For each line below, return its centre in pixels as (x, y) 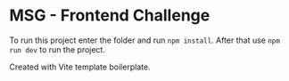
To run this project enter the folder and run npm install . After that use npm (145, 40)
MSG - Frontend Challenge (110, 16)
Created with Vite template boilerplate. (80, 67)
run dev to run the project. (57, 49)
